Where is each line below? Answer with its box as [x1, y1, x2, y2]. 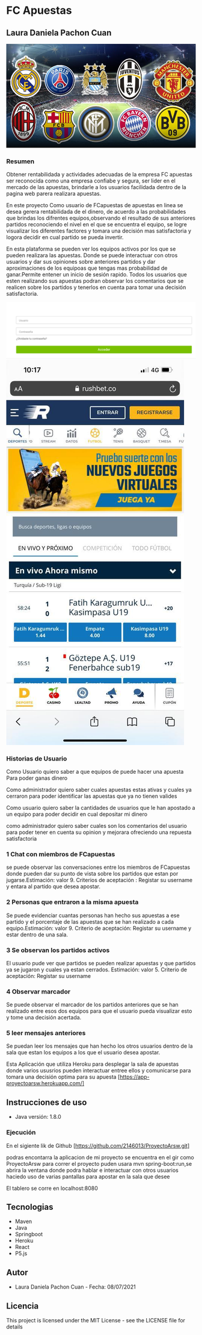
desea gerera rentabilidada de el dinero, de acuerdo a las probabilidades [6, 208, 186, 216]
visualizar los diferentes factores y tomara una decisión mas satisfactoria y [6, 227, 191, 235]
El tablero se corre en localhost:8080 [6, 1184, 98, 1192]
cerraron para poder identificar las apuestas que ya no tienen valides [6, 792, 177, 800]
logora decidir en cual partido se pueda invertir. [6, 234, 124, 241]
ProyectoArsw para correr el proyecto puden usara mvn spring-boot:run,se [6, 1160, 192, 1167]
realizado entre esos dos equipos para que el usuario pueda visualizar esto [6, 1007, 192, 1015]
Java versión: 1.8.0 [14, 1113, 61, 1121]
